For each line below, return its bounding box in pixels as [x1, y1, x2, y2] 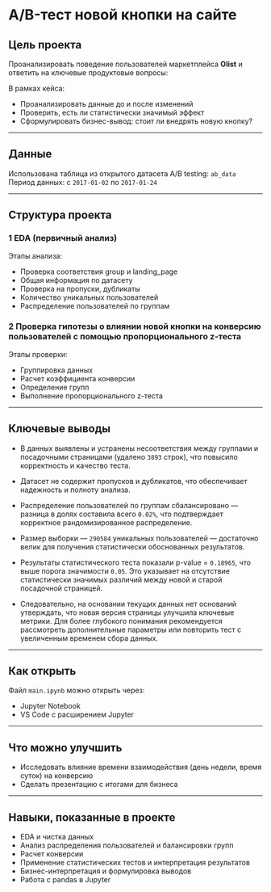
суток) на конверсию [19, 771, 94, 780]
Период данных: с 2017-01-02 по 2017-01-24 [8, 177, 157, 187]
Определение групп [19, 382, 90, 392]
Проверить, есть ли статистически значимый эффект [19, 107, 205, 117]
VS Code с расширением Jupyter [19, 709, 135, 720]
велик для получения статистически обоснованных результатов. [19, 541, 245, 551]
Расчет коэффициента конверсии [19, 373, 135, 383]
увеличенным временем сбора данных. [19, 633, 159, 643]
